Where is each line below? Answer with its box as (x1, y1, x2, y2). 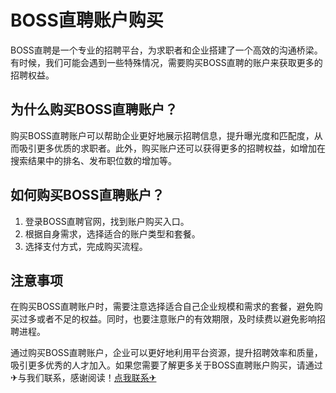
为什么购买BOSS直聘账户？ (10, 101, 178, 118)
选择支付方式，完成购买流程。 (24, 240, 148, 252)
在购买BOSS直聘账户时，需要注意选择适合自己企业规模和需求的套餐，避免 (10, 301, 315, 313)
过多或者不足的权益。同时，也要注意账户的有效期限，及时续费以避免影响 (18, 313, 317, 325)
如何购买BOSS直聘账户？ (10, 187, 165, 204)
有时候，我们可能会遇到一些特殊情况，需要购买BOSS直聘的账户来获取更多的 (10, 56, 323, 68)
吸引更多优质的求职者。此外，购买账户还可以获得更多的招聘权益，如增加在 (18, 142, 326, 154)
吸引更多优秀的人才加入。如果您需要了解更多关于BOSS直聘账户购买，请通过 (10, 359, 323, 371)
